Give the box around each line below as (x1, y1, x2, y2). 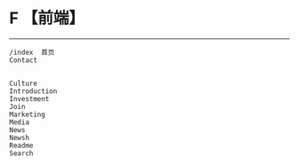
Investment (9, 94, 50, 103)
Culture (9, 79, 38, 88)
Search (9, 148, 34, 158)
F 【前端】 (9, 8, 85, 28)
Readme (9, 141, 34, 150)
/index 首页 (9, 48, 55, 57)
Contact (9, 55, 38, 65)
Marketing (9, 110, 46, 119)
